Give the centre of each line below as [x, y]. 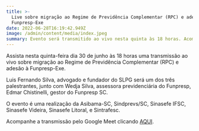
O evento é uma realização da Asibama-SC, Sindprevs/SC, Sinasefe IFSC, [96, 104]
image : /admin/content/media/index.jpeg [57, 34]
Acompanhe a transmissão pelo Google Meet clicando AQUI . [80, 121]
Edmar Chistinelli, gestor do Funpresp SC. [57, 92]
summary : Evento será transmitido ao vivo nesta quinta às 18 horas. [94, 39]
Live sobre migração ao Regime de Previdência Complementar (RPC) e [98, 17]
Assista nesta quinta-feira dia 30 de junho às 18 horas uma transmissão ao [97, 56]
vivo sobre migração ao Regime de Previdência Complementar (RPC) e [92, 62]
